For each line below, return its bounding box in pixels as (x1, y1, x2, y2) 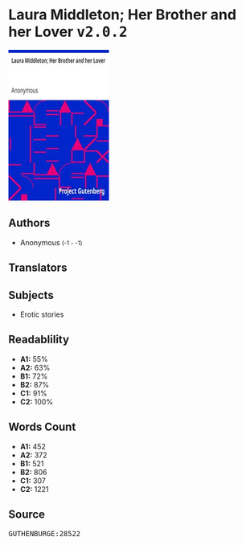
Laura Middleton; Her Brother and (8, 6, 237, 24)
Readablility (8, 333, 70, 346)
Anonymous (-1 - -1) (19, 237, 83, 247)
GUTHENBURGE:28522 (8, 529, 81, 539)
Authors (8, 216, 51, 230)
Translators (8, 261, 68, 275)
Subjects (8, 288, 54, 302)
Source (8, 507, 46, 521)
